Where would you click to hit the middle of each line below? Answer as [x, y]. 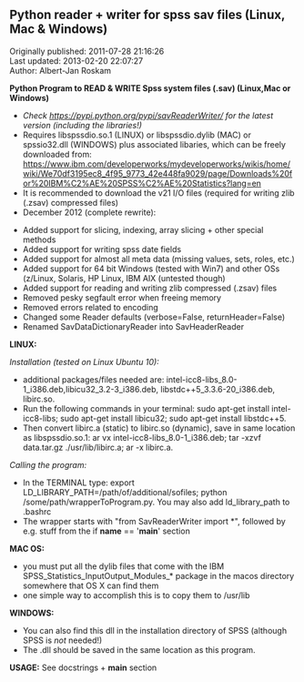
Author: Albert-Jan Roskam [61, 70]
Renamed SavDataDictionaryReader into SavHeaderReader [133, 326]
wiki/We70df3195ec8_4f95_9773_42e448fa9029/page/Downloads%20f [157, 173]
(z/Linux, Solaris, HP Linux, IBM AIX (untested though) [124, 278]
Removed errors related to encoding [91, 307]
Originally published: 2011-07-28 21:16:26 [87, 51]
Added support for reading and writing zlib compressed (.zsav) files [150, 288]
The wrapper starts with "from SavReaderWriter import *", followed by [154, 521]
